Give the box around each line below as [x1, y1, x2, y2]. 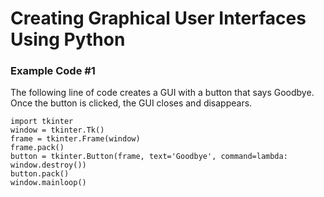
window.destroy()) [10, 160, 87, 171]
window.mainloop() [10, 178, 87, 188]
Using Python [10, 28, 126, 51]
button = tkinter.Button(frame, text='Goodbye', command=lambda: [10, 152, 288, 162]
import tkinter [10, 117, 74, 127]
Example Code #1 [10, 64, 96, 78]
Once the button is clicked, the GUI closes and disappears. [10, 97, 253, 109]
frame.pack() [10, 143, 65, 153]
